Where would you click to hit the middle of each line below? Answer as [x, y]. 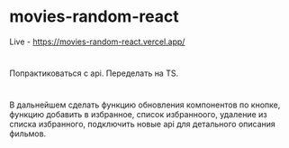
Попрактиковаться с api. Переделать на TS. [94, 73]
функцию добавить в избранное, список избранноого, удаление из [138, 115]
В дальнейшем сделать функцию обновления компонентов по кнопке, [145, 105]
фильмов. [28, 134]
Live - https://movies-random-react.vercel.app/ [97, 42]
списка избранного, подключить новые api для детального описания [143, 125]
